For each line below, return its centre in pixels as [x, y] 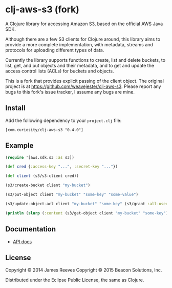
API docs [22, 241]
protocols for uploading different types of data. [55, 50]
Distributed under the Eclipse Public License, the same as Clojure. [75, 280]
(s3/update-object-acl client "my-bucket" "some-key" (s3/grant [75, 204]
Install [15, 108]
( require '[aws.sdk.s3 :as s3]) [40, 157]
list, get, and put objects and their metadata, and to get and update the [80, 65]
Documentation [31, 229]
